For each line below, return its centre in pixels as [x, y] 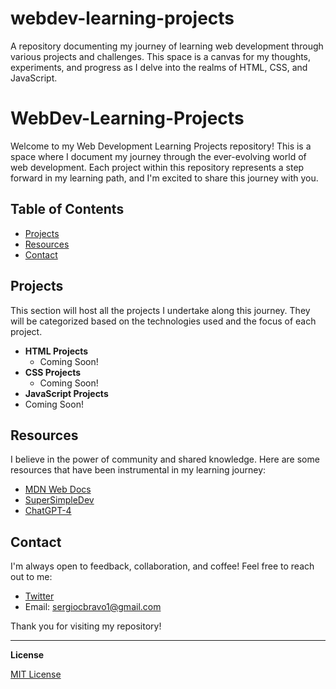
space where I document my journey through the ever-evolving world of [158, 156]
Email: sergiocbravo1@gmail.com [93, 607]
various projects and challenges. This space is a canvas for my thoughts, [161, 56]
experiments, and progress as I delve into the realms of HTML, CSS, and [159, 67]
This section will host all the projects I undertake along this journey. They [160, 310]
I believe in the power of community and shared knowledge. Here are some [165, 459]
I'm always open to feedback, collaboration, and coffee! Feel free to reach [162, 566]
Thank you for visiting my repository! [86, 626]
